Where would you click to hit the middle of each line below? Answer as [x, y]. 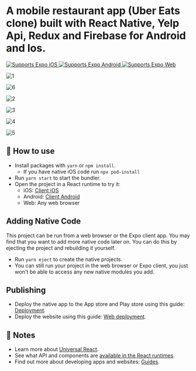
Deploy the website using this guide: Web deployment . [80, 317]
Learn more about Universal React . [56, 349]
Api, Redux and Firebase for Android [96, 36]
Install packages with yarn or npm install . [65, 165]
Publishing [26, 290]
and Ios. [26, 48]
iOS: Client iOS [41, 190]
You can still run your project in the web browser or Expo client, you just [101, 265]
